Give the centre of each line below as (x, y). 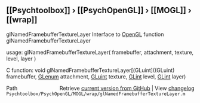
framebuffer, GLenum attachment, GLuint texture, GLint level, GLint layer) (96, 76)
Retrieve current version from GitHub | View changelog (127, 88)
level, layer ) (21, 58)
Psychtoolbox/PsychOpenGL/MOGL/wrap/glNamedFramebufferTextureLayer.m (96, 94)
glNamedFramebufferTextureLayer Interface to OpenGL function (85, 34)
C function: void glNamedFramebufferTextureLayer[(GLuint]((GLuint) (90, 70)
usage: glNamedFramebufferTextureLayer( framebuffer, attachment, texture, (100, 52)
